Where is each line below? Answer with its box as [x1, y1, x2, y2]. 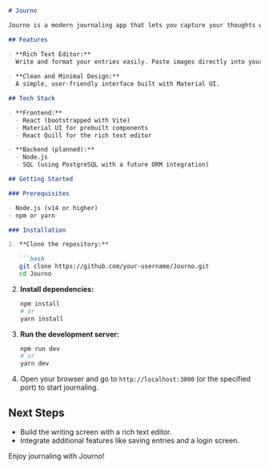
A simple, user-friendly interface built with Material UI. [15, 80, 220, 88]
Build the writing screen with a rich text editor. [19, 427, 172, 436]
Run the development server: [19, 329, 120, 339]
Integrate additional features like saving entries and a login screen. [19, 435, 240, 445]
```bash [18, 255, 45, 263]
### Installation [8, 226, 66, 234]
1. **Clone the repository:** [8, 241, 110, 249]
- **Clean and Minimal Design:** [8, 72, 120, 81]
